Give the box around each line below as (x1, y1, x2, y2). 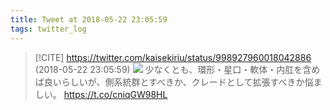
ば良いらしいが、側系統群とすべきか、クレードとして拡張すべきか (34, 76, 305, 88)
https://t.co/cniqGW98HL (63, 88, 168, 100)
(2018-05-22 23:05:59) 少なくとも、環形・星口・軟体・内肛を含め (34, 63, 321, 75)
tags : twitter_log (10, 24, 87, 34)
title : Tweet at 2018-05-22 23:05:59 (10, 14, 168, 25)
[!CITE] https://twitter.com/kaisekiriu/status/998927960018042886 (34, 51, 312, 63)
